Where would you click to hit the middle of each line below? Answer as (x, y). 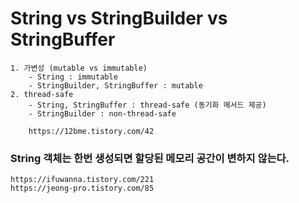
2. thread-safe (42, 94)
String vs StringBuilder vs (119, 18)
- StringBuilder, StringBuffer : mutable (115, 85)
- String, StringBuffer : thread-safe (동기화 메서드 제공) (147, 105)
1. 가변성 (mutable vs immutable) (79, 68)
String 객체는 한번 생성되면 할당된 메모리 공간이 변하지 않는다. (150, 158)
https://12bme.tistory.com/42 (91, 131)
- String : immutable (73, 77)
